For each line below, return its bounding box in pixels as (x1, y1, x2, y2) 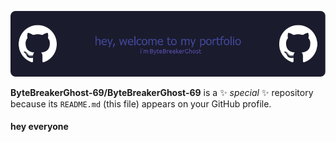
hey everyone (10, 121, 69, 133)
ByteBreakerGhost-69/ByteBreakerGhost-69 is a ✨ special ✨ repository (10, 86, 314, 98)
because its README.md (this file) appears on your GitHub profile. (10, 97, 272, 110)
